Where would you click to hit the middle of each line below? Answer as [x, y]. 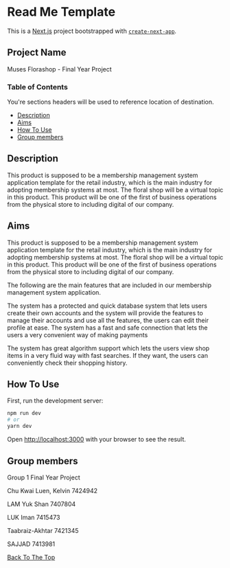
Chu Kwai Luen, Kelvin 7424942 [53, 490]
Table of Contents [38, 87]
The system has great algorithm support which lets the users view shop [108, 348]
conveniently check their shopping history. [67, 363]
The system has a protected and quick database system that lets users [107, 306]
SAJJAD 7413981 [31, 544]
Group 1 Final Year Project [44, 477]
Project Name [37, 53]
